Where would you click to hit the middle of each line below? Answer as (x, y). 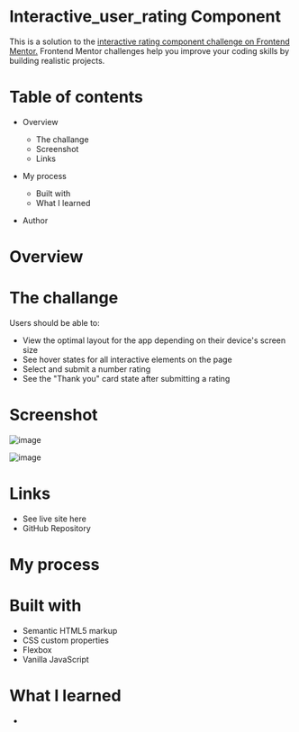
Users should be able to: (55, 323)
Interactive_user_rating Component (145, 17)
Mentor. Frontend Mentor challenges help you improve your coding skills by (149, 50)
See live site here (54, 519)
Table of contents (77, 97)
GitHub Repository (57, 528)
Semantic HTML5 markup (70, 631)
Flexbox (37, 650)
